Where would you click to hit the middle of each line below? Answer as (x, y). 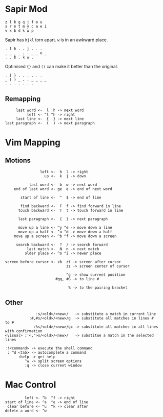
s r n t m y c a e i (26, 26)
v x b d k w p (20, 30)
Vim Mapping (33, 142)
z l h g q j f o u (24, 22)
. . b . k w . (20, 57)
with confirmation (24, 331)
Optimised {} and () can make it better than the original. (61, 66)
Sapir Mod (26, 9)
